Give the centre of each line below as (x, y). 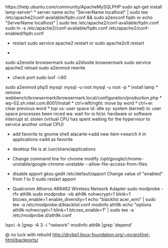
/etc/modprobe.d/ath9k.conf (42, 215)
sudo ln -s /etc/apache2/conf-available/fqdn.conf (56, 28)
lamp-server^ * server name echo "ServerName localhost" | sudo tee (76, 12)
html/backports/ (22, 240)
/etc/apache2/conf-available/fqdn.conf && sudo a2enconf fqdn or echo (79, 17)
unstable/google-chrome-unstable (48, 164)
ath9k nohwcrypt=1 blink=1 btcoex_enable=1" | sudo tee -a (73, 210)
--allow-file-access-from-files (116, 164)
